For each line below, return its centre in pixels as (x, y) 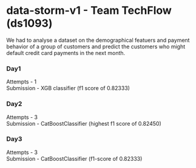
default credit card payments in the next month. (66, 53)
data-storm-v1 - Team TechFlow (89, 11)
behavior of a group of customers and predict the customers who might (96, 47)
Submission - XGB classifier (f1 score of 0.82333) (68, 88)
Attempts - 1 (22, 82)
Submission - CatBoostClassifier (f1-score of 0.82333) (74, 158)
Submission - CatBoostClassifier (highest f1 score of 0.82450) (84, 123)
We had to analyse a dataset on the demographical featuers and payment (98, 40)
